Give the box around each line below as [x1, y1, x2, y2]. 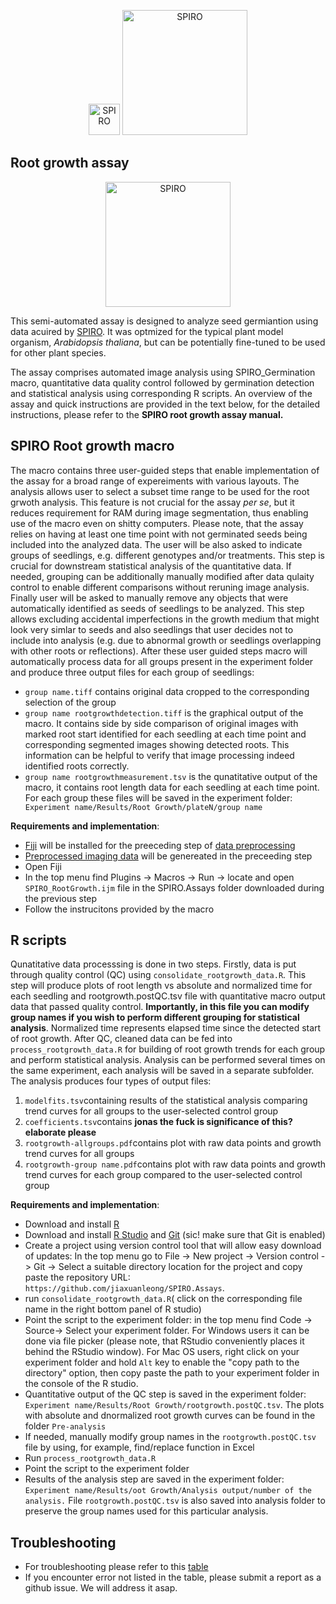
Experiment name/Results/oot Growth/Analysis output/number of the [24, 1486, 312, 1496]
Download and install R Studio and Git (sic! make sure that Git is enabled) [24, 1229, 326, 1241]
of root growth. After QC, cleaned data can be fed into [10, 1033, 233, 1045]
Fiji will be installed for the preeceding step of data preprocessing [24, 839, 296, 851]
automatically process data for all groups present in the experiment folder [10, 655, 314, 667]
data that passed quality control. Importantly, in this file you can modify [10, 1001, 310, 1013]
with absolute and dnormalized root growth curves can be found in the [24, 1410, 316, 1422]
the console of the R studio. [24, 1378, 139, 1390]
